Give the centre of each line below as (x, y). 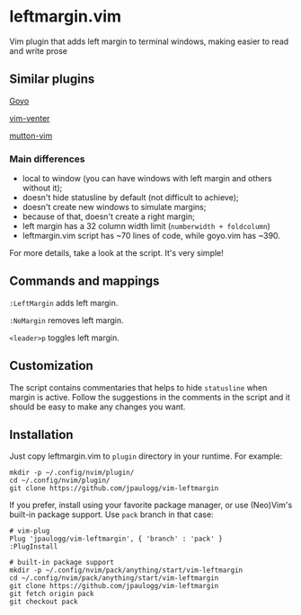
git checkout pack (44, 602)
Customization (52, 366)
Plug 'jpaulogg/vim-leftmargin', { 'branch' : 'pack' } (116, 539)
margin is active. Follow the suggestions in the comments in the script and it (150, 397)
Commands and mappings (84, 281)
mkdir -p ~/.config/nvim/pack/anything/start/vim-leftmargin (126, 571)
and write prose (38, 50)
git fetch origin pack (52, 594)
